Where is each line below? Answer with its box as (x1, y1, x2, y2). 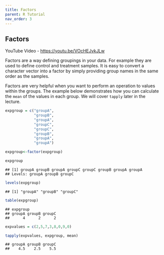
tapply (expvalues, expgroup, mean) (5, 233, 79, 238)
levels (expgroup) (5, 180, 41, 185)
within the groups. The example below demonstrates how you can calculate (5, 88, 159, 94)
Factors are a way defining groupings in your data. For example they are (5, 57, 152, 63)
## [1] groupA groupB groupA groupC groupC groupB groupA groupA (5, 167, 142, 172)
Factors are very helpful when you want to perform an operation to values (5, 83, 156, 89)
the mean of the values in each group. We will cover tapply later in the (5, 94, 146, 100)
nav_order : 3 (5, 16, 32, 21)
